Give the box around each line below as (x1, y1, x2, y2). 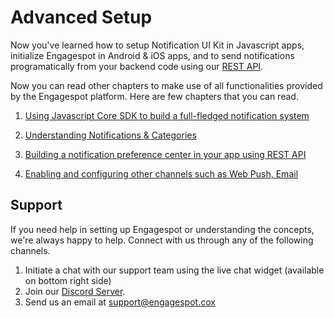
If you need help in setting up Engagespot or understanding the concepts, (10, 223, 315, 235)
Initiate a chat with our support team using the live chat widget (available (24, 264, 325, 276)
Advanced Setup (10, 6, 153, 29)
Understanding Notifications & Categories (24, 129, 197, 141)
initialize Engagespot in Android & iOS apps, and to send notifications (10, 49, 295, 61)
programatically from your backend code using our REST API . (10, 60, 264, 72)
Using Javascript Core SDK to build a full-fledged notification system (24, 109, 310, 121)
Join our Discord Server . (24, 285, 126, 297)
